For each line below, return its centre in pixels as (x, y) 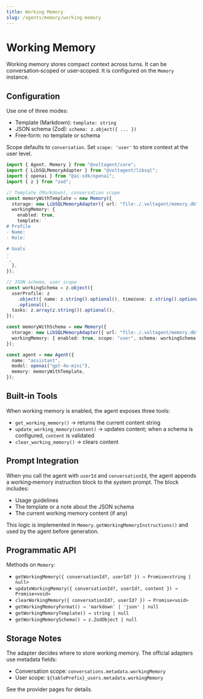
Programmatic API (41, 550)
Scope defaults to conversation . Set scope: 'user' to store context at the (97, 147)
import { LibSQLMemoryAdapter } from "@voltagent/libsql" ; (82, 170)
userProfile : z (31, 293)
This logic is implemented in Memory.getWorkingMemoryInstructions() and (97, 524)
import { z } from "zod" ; (39, 182)
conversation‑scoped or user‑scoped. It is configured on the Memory (90, 71)
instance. (18, 77)
